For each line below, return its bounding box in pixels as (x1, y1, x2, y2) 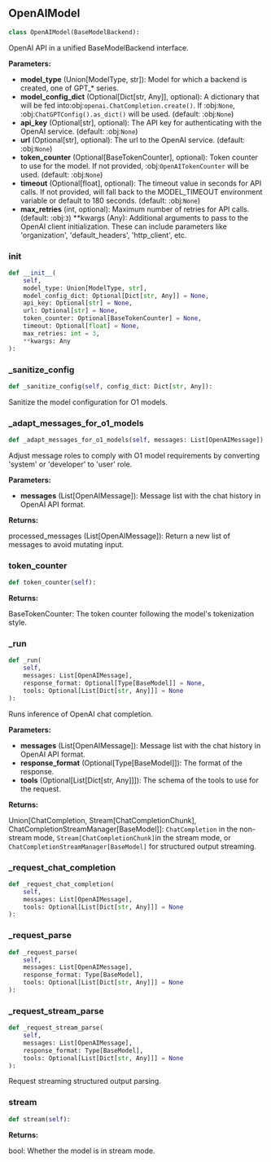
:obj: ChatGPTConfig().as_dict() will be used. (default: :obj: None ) (20, 109, 234, 119)
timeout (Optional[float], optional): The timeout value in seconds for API (20, 178, 262, 188)
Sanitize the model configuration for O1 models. (8, 397, 168, 406)
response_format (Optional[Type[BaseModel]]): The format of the (20, 757, 243, 768)
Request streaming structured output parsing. (8, 1076, 161, 1086)
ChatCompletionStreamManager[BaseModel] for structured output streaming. (8, 841, 256, 851)
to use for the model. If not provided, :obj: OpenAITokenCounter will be (20, 160, 250, 170)
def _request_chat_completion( (8, 879, 115, 888)
